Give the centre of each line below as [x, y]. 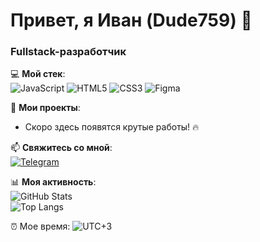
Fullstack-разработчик [68, 52]
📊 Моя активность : [53, 182]
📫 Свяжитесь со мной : [61, 148]
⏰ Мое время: [40, 226]
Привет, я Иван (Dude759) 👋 [131, 20]
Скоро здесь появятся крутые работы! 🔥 [112, 127]
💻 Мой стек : [38, 74]
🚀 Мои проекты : [45, 108]
